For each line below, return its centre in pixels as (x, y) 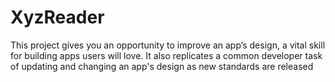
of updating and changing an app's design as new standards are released (162, 66)
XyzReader (57, 17)
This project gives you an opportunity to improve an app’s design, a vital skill (168, 45)
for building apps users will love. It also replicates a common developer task (166, 55)
